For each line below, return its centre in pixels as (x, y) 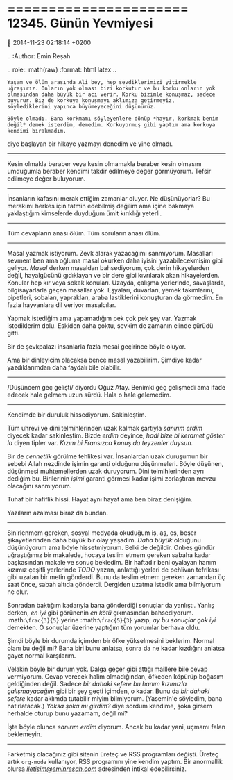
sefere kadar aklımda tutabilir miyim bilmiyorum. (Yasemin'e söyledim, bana (115, 698)
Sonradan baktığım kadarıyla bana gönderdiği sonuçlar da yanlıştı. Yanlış (111, 605)
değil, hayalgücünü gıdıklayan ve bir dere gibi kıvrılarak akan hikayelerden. (113, 275)
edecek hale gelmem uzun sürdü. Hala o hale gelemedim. (89, 395)
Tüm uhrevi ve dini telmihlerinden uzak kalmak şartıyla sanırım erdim (105, 428)
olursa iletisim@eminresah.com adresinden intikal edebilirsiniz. (97, 769)
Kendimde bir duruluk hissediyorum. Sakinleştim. (77, 415)
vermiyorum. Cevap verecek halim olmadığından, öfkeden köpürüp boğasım (115, 676)
